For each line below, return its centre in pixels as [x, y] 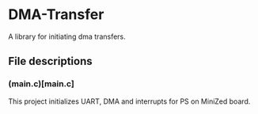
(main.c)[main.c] [42, 84]
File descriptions [50, 61]
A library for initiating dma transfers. [67, 36]
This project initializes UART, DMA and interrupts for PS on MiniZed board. [129, 101]
